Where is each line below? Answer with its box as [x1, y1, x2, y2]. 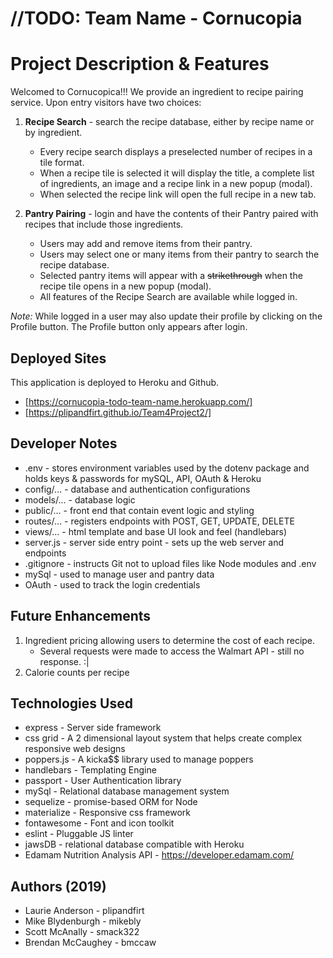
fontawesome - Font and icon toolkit [24, 817, 175, 829]
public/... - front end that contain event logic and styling [24, 504, 255, 516]
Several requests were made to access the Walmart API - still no [39, 645, 305, 657]
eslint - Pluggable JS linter [24, 828, 134, 840]
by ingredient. [24, 127, 83, 139]
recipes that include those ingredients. [24, 218, 184, 231]
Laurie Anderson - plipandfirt [24, 905, 145, 917]
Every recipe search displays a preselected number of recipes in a [39, 146, 313, 158]
